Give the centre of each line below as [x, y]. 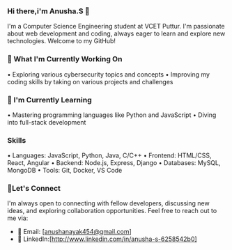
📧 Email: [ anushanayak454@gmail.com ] [75, 232]
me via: [18, 218]
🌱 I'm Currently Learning [49, 100]
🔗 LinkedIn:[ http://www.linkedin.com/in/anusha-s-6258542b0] [107, 239]
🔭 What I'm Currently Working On [65, 59]
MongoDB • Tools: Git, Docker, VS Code [65, 171]
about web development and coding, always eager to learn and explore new [116, 33]
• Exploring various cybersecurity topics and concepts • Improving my [109, 74]
